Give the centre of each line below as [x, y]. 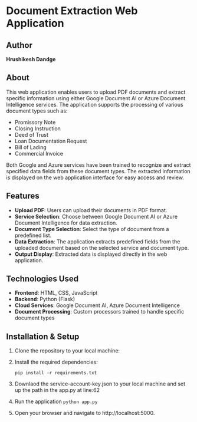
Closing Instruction [37, 128]
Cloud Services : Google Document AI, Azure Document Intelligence [97, 305]
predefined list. [33, 235]
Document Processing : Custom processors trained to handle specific [99, 312]
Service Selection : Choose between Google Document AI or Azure [96, 216]
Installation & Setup [43, 336]
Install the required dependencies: [56, 362]
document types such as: [37, 111]
